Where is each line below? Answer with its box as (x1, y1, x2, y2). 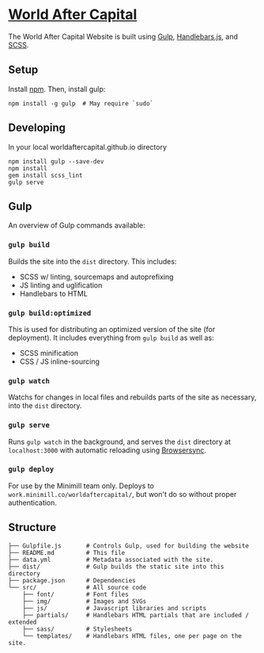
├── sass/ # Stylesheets (22, 624, 133, 633)
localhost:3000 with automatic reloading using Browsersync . (8, 445, 207, 455)
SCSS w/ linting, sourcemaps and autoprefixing (19, 272, 174, 281)
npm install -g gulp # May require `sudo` (8, 99, 154, 108)
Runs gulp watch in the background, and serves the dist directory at (8, 437, 232, 446)
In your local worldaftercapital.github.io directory (8, 142, 168, 151)
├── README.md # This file (8, 548, 126, 556)
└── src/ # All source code (8, 583, 147, 591)
